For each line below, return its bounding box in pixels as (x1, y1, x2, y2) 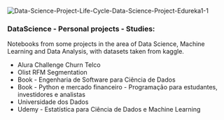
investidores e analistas (17, 91, 86, 99)
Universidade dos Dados (17, 98, 89, 106)
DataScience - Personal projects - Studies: (7, 24, 155, 33)
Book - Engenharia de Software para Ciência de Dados (17, 75, 176, 84)
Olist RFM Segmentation (17, 68, 87, 77)
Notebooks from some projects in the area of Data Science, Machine (7, 40, 205, 48)
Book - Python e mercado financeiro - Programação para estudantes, (17, 83, 218, 91)
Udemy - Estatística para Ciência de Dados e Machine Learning (17, 105, 201, 114)
